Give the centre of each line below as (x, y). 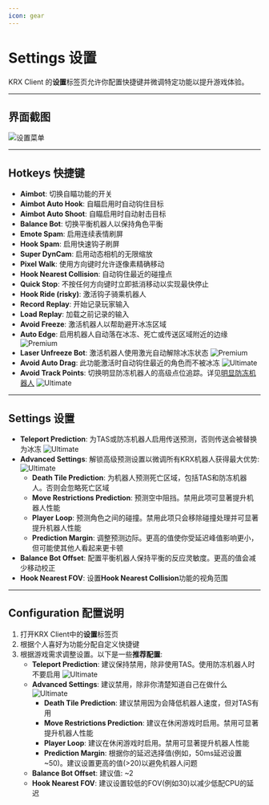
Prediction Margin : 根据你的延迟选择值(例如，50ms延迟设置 (143, 753)
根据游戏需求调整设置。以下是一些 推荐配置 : (91, 654)
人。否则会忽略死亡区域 (70, 488)
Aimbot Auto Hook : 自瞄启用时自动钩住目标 (92, 204)
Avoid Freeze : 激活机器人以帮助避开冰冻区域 (93, 324)
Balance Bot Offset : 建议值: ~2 (82, 773)
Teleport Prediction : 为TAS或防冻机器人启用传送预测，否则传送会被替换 (139, 439)
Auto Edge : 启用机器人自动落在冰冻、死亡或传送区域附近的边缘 (124, 335)
